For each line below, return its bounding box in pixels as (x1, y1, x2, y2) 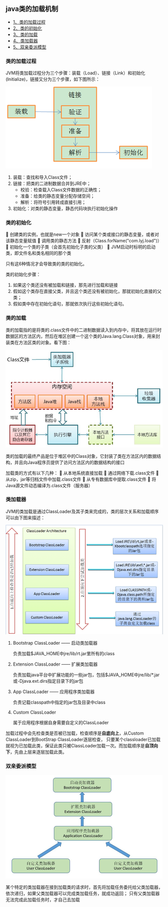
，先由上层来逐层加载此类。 (10, 749, 67, 755)
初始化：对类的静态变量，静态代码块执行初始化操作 (12, 205, 118, 211)
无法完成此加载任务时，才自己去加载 (5, 897, 80, 903)
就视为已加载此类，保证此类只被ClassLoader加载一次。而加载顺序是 (5, 743, 145, 749)
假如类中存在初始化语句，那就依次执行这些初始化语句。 (12, 301, 127, 307)
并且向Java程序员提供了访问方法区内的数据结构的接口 (14, 459, 125, 465)
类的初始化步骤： (5, 271, 41, 277)
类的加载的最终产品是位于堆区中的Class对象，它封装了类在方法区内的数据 (5, 453, 157, 459)
